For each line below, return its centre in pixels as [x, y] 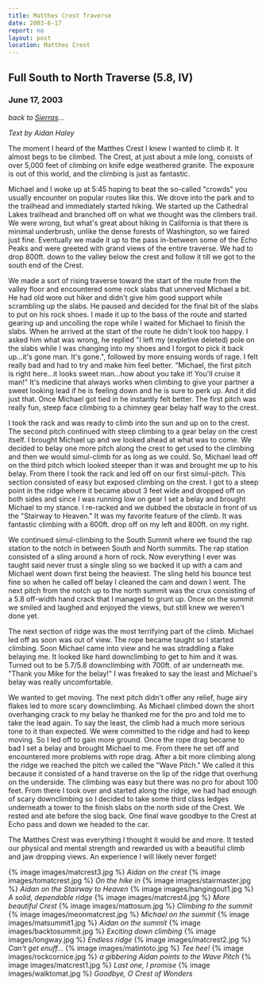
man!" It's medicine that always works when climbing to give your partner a [131, 382]
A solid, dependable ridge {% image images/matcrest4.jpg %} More [119, 897]
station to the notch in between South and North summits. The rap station [128, 548]
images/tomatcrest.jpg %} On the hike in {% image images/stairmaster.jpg [130, 880]
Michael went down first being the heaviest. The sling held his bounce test [130, 573]
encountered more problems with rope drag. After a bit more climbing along [132, 756]
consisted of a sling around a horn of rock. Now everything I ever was [122, 556]
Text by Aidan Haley [41, 133]
